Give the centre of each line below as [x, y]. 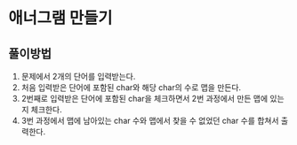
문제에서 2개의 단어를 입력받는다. [78, 76]
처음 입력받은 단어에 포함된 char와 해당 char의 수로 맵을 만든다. [131, 88]
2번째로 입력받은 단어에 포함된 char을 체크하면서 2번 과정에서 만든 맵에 [144, 99]
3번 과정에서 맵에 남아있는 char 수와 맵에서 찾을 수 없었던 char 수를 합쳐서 [150, 121]
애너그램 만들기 [60, 18]
